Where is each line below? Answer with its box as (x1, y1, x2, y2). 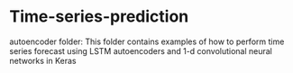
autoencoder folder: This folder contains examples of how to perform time (9, 36, 285, 47)
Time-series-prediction (9, 6, 189, 27)
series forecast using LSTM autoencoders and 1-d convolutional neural (9, 45, 273, 56)
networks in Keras (9, 55, 77, 66)
